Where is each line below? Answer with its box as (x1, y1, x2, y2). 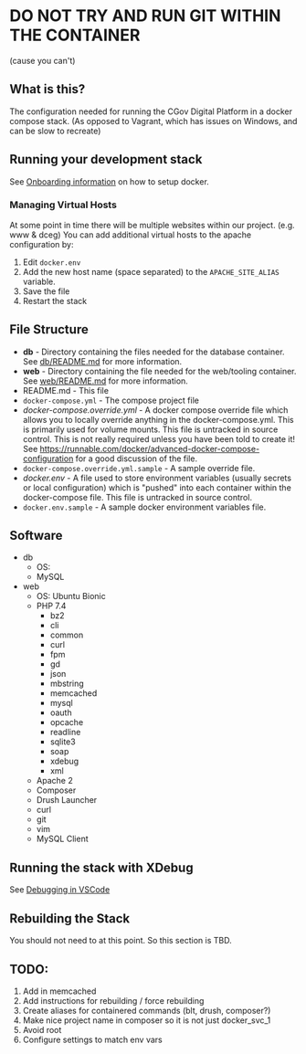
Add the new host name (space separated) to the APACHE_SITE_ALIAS (22, 266, 280, 277)
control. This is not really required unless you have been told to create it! (22, 433, 295, 444)
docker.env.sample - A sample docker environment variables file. (22, 501, 267, 512)
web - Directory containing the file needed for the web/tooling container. (22, 365, 297, 376)
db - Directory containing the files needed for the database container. (22, 346, 285, 357)
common (49, 629, 84, 640)
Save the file (22, 285, 70, 297)
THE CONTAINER (9, 25, 141, 46)
